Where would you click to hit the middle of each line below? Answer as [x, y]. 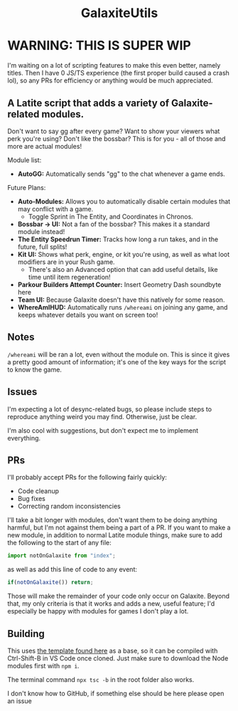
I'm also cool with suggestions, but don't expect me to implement [103, 430]
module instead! [41, 231]
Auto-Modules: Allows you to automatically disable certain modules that [124, 201]
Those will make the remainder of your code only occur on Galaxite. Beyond [118, 596]
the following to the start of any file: [59, 543]
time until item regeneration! [70, 277]
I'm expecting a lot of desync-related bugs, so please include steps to [109, 409]
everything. [24, 438]
